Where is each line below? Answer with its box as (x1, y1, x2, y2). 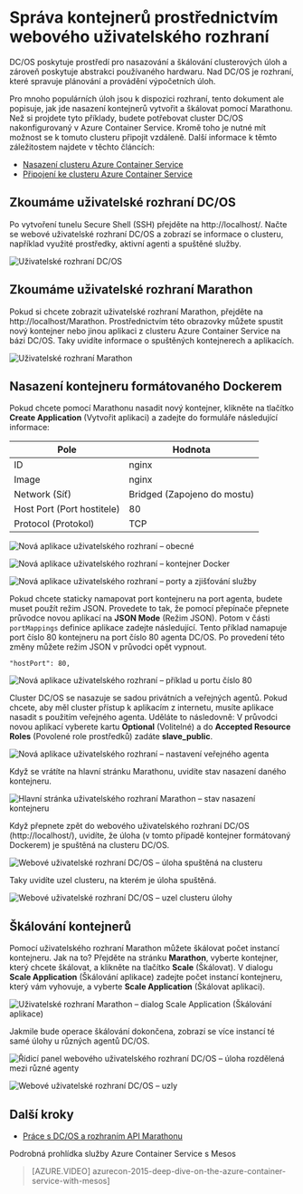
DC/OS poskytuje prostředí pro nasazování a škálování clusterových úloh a (9, 56, 288, 67)
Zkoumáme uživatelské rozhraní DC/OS (9, 195, 237, 210)
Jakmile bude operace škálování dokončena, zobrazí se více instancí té (9, 1026, 275, 1037)
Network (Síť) (14, 488, 72, 501)
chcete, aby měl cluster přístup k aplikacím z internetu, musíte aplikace (9, 702, 274, 713)
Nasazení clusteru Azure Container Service (22, 159, 184, 169)
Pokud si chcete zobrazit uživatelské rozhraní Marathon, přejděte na (9, 306, 264, 317)
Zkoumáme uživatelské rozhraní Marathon (9, 282, 253, 297)
